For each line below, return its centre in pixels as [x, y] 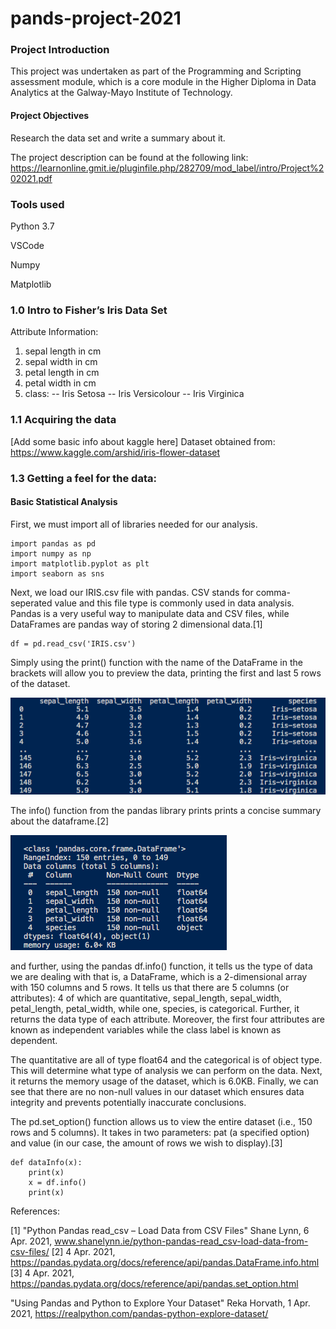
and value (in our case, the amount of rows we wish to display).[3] [146, 1143]
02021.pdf [31, 178]
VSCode [27, 245]
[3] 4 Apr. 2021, [42, 1273]
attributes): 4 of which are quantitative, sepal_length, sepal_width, [146, 998]
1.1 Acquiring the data [63, 420]
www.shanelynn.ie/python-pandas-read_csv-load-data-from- [181, 1241]
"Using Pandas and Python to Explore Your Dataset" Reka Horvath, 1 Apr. [160, 1303]
